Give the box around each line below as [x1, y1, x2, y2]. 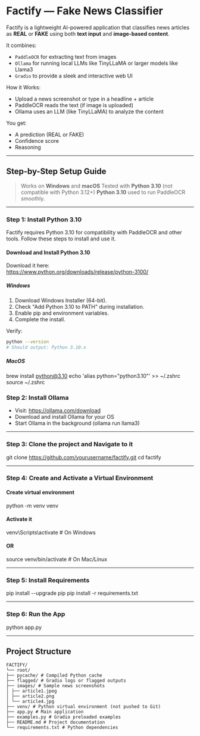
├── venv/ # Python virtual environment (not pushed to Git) [6, 704, 161, 710]
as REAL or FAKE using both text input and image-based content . [6, 30, 170, 37]
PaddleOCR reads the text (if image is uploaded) [14, 101, 134, 108]
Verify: [6, 327, 23, 334]
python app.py [6, 624, 42, 631]
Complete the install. [14, 316, 65, 323]
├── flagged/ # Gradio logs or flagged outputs [6, 678, 127, 684]
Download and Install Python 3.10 [6, 249, 90, 256]
